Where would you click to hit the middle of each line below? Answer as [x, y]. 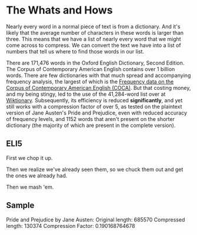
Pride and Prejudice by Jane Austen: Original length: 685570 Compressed [96, 219]
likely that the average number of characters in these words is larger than [95, 32]
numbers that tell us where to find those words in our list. [75, 51]
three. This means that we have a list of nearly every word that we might [94, 39]
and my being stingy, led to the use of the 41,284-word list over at [86, 94]
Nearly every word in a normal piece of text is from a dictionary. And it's [93, 26]
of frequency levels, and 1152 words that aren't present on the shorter [91, 119]
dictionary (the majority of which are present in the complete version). [91, 125]
